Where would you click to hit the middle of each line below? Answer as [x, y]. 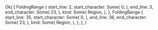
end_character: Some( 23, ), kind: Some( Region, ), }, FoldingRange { [74, 12]
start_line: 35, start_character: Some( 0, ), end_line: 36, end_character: [76, 17]
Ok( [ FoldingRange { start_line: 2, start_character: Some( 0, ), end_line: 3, [79, 7]
